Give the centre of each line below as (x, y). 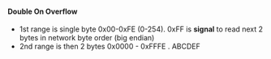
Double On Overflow (43, 11)
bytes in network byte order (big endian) (87, 38)
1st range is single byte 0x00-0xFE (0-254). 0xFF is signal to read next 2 (141, 29)
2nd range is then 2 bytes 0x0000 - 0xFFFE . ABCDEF (110, 46)
